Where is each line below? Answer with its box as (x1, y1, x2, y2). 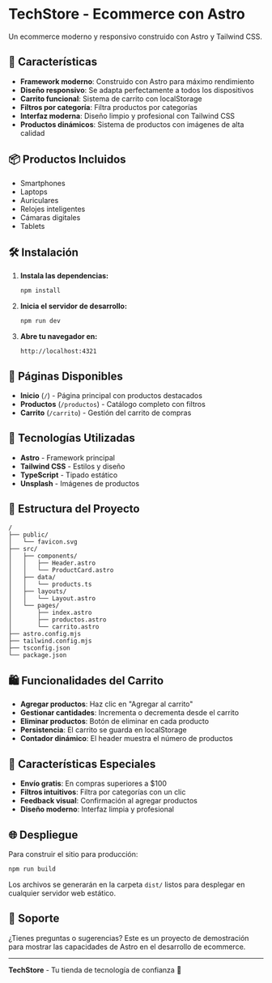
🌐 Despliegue (8, 828, 79, 841)
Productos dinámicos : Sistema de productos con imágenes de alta (19, 119, 244, 129)
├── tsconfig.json (8, 644, 70, 652)
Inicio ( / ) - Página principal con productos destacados (19, 390, 202, 400)
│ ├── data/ (8, 573, 57, 581)
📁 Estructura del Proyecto (8, 502, 140, 516)
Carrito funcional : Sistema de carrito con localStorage (19, 94, 202, 104)
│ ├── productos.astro (8, 616, 107, 624)
